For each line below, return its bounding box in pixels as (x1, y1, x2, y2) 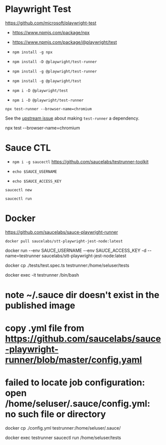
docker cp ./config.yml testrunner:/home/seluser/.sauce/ (5, 425, 121, 431)
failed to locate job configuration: (5, 377, 145, 388)
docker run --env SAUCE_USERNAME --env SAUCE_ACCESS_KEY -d (5, 247, 147, 253)
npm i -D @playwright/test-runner (12, 98, 84, 103)
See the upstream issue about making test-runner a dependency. (5, 115, 140, 121)
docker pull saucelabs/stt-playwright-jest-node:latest (5, 238, 123, 244)
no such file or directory (5, 409, 106, 420)
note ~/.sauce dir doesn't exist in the (5, 290, 160, 300)
